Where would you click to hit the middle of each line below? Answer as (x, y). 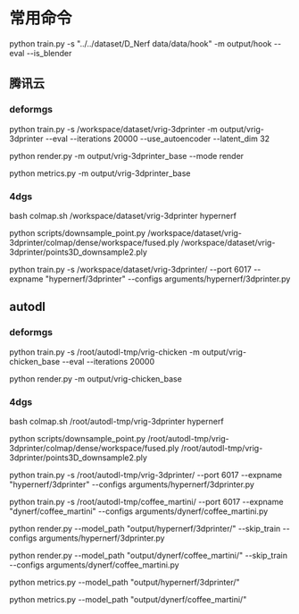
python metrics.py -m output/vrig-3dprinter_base (100, 173)
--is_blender (49, 53)
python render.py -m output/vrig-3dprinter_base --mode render (126, 156)
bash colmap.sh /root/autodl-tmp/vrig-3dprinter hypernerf (117, 421)
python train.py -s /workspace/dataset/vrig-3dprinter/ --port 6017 (130, 269)
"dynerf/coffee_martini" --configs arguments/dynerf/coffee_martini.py (139, 511)
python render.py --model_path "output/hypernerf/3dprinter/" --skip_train (145, 528)
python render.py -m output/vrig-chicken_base (96, 378)
